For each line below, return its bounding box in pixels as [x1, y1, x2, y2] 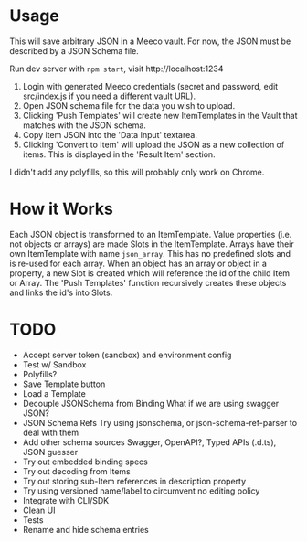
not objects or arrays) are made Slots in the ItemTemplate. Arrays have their [9, 239, 294, 250]
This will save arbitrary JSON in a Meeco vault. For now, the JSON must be [9, 36, 291, 47]
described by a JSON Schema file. [9, 45, 139, 56]
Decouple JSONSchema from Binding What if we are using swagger [22, 398, 280, 409]
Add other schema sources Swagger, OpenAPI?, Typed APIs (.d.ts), [22, 436, 277, 448]
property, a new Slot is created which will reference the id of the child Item [9, 267, 291, 279]
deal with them [22, 427, 79, 438]
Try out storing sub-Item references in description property [22, 475, 247, 486]
